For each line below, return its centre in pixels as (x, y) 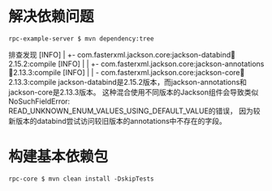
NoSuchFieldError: (39, 101)
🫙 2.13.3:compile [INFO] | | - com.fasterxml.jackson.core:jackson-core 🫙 (127, 72)
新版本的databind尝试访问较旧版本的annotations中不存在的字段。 (118, 121)
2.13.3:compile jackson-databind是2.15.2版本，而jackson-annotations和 (128, 82)
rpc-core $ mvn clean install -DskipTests (81, 179)
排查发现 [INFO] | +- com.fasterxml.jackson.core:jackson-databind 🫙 (122, 54)
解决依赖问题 (52, 17)
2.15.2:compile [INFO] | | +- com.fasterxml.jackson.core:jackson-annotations (136, 64)
